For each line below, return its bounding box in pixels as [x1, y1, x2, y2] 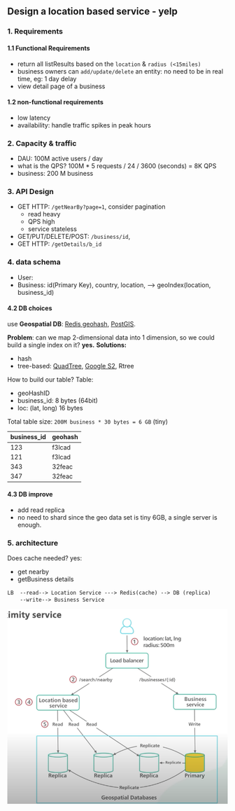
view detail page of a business [17, 82, 106, 90]
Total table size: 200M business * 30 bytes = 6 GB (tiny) [7, 417, 169, 426]
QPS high [27, 217, 55, 226]
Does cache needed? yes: [7, 554, 83, 562]
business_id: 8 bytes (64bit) [17, 396, 98, 405]
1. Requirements [7, 27, 64, 36]
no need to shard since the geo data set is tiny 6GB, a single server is [17, 513, 218, 522]
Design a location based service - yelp [7, 6, 178, 18]
